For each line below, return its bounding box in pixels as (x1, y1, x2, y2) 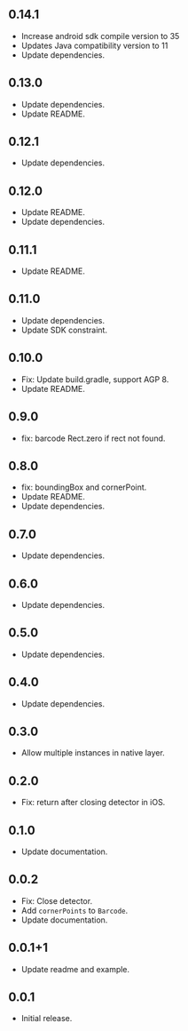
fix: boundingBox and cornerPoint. (20, 482, 147, 492)
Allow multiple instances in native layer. (20, 747, 165, 758)
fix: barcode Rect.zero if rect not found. (20, 433, 166, 444)
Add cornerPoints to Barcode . (20, 905, 129, 915)
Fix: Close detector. (20, 895, 93, 906)
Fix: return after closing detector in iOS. (20, 797, 166, 808)
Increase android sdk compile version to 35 (20, 30, 180, 41)
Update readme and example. (20, 963, 130, 974)
